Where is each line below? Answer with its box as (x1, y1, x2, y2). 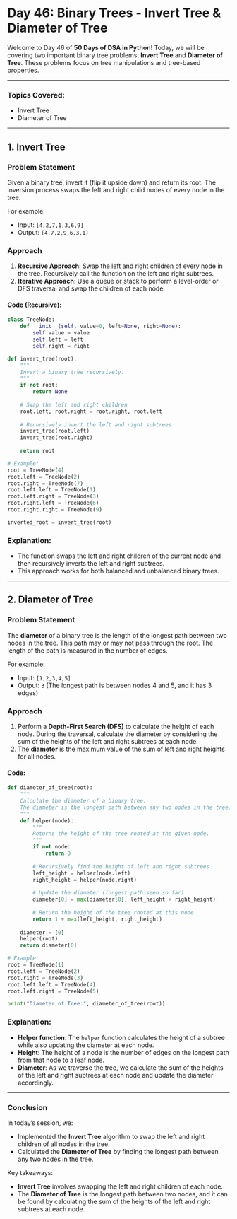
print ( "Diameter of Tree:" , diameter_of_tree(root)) (7, 1001, 166, 1008)
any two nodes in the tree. (17, 1155, 94, 1163)
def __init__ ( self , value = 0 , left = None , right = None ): (20, 323, 181, 330)
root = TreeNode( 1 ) (7, 962, 65, 969)
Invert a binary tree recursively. (20, 368, 125, 375)
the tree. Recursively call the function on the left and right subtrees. (17, 269, 214, 278)
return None (32, 388, 68, 395)
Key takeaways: (7, 1168, 53, 1177)
